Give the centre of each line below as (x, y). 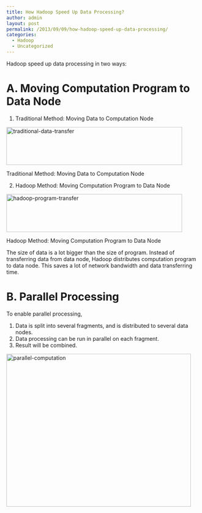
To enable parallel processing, (44, 314)
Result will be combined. (46, 345)
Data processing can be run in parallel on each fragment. (87, 338)
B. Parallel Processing (63, 297)
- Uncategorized (32, 47)
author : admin (24, 18)
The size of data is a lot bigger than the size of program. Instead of (91, 253)
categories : (21, 35)
